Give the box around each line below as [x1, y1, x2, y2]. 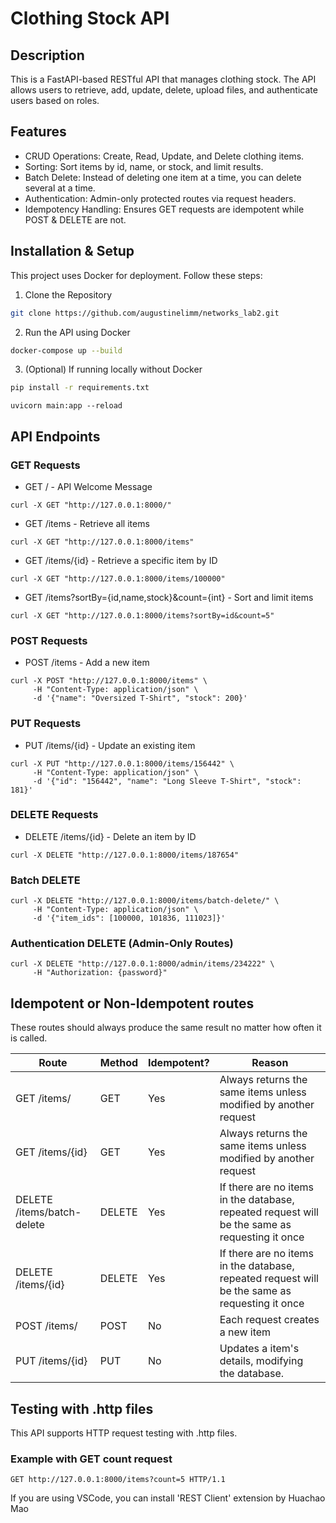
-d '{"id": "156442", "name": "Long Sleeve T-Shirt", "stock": [32, 776, 302, 786]
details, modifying [219, 1354, 304, 1368]
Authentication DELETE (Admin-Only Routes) [10, 937, 234, 951]
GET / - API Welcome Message [24, 480, 153, 492]
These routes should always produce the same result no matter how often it [10, 1022, 322, 1034]
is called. [10, 1032, 48, 1044]
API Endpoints [10, 428, 101, 445]
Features [10, 123, 67, 141]
